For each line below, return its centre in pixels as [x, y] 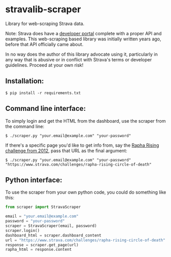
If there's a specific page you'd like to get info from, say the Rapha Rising [82, 145]
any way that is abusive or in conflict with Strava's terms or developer [79, 59]
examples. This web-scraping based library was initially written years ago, [83, 39]
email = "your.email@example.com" [42, 216]
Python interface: [34, 180]
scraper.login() [22, 230]
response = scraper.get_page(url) [42, 245]
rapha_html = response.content [39, 250]
